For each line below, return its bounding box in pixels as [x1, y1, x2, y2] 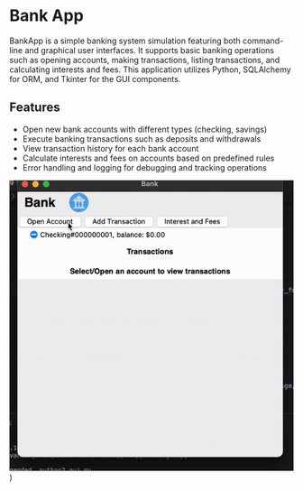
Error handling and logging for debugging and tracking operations [22, 162, 268, 172]
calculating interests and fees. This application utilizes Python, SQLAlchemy [9, 64, 291, 75]
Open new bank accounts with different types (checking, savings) [22, 124, 268, 134]
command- [242, 35, 284, 46]
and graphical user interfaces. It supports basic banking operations [24, 44, 275, 55]
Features [9, 100, 60, 116]
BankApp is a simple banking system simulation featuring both [9, 35, 241, 46]
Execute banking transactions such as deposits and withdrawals [22, 133, 262, 144]
